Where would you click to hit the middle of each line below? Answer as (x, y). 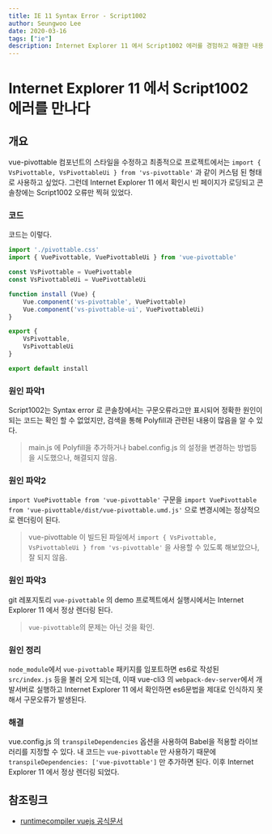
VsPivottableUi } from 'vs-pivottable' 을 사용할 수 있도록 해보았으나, (144, 547)
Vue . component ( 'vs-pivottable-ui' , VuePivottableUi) (114, 309)
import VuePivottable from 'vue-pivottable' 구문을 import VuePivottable (133, 500)
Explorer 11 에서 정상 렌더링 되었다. (64, 772)
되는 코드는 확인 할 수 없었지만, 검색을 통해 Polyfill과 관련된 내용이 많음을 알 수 (132, 420)
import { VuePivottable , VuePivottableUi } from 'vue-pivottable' (123, 257)
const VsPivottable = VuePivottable (70, 272)
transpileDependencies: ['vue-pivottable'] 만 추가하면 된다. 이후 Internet (131, 762)
